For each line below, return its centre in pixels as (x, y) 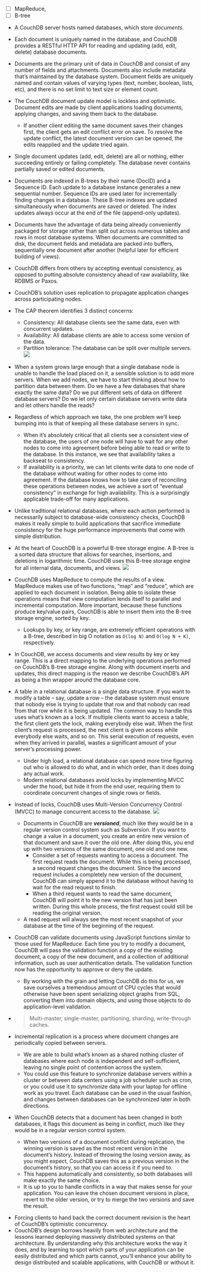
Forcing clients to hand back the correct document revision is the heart (102, 1218)
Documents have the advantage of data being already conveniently (97, 225)
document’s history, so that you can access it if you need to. (98, 1168)
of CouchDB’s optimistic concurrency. (61, 1224)
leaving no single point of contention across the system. (93, 1067)
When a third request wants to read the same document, (102, 894)
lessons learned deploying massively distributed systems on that (94, 1237)
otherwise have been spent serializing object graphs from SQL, (101, 994)
